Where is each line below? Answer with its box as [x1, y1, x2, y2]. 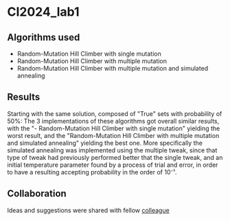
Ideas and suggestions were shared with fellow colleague [7, 206, 170, 214]
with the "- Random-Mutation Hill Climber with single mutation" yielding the [7, 124, 220, 132]
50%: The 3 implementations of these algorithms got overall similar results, [7, 117, 220, 125]
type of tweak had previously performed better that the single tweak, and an [7, 153, 223, 161]
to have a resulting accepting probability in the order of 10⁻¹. [7, 167, 177, 176]
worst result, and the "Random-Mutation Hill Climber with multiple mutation [7, 131, 220, 139]
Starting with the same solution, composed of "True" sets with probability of [7, 109, 222, 117]
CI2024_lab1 [7, 4, 80, 20]
